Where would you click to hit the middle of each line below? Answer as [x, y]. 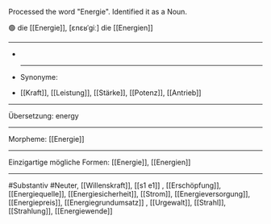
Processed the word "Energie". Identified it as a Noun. [98, 12]
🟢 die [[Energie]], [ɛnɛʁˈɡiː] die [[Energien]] [81, 28]
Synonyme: [39, 77]
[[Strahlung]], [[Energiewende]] [60, 211]
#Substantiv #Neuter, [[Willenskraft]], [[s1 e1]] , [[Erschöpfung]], [115, 185]
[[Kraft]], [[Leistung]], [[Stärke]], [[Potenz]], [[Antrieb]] [110, 93]
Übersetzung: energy [44, 116]
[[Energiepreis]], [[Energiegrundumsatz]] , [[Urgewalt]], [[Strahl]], [117, 202]
